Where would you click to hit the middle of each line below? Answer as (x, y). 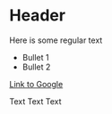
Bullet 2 (36, 67)
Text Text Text (35, 101)
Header (37, 16)
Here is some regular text (56, 40)
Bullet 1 (35, 57)
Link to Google (36, 84)
